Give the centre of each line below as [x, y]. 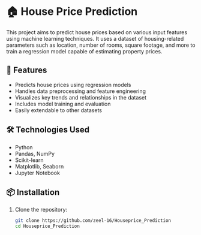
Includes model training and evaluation [63, 104]
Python [24, 147]
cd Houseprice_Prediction [47, 226]
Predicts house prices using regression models [73, 85]
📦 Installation [33, 192]
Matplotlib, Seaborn [39, 166]
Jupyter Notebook [37, 173]
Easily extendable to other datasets [58, 110]
